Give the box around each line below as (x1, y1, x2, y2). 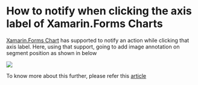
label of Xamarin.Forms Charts (6, 17, 163, 31)
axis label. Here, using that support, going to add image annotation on (6, 43, 180, 50)
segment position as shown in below (6, 49, 97, 56)
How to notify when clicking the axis (6, 4, 192, 18)
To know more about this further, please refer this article (6, 72, 147, 79)
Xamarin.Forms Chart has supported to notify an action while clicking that (6, 37, 190, 44)
